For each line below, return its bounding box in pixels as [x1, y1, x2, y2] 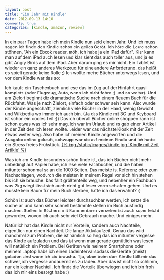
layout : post [5, 7, 32, 12]
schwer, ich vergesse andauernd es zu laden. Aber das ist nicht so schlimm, [5, 259, 159, 265]
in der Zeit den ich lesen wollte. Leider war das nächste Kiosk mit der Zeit [5, 126, 153, 132]
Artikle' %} [5, 147, 27, 153]
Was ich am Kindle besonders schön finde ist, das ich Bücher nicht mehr [5, 157, 152, 163]
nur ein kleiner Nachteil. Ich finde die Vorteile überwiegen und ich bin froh [5, 264, 154, 270]
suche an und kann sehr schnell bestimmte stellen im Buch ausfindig [5, 203, 143, 209]
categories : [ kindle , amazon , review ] [5, 25, 84, 30]
